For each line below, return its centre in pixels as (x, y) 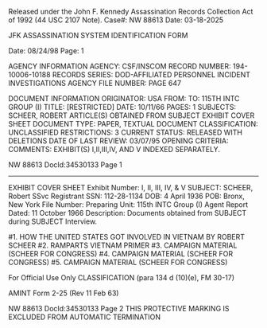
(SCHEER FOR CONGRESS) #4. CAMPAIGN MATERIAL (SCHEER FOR (121, 254)
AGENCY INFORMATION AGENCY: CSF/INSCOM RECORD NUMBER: (120, 66)
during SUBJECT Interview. (53, 221)
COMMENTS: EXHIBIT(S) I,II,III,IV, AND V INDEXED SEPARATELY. (114, 149)
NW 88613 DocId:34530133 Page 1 (66, 165)
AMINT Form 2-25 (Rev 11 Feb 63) (64, 293)
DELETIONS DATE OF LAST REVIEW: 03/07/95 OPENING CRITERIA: (118, 141)
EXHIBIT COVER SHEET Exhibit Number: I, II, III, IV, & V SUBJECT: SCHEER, (131, 187)
